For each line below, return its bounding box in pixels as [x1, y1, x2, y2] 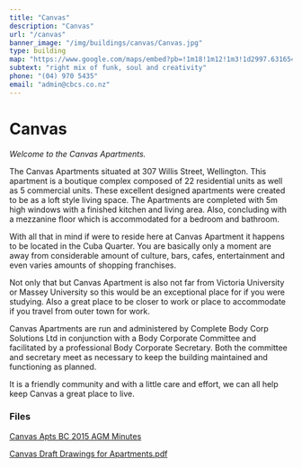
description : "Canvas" [9, 22, 94, 31]
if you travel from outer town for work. [9, 305, 151, 316]
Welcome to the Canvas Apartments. [9, 148, 147, 159]
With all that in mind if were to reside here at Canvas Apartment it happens [9, 231, 285, 242]
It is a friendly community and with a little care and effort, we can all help [9, 378, 279, 389]
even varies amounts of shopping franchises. [9, 260, 177, 270]
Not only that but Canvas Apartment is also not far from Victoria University [9, 277, 285, 287]
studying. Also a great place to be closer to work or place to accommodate [9, 296, 286, 306]
